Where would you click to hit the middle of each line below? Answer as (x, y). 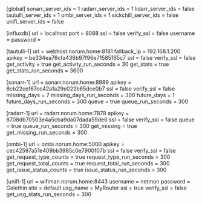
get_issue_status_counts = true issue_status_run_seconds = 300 (86, 170)
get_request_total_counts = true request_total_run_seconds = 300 (88, 163)
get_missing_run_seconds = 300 (47, 132)
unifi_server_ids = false (35, 21)
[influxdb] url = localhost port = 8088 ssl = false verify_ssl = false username (101, 33)
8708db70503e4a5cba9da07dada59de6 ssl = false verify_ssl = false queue (100, 120)
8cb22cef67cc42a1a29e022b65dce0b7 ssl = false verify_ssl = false (91, 89)
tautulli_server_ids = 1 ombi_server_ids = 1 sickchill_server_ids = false (93, 15)
